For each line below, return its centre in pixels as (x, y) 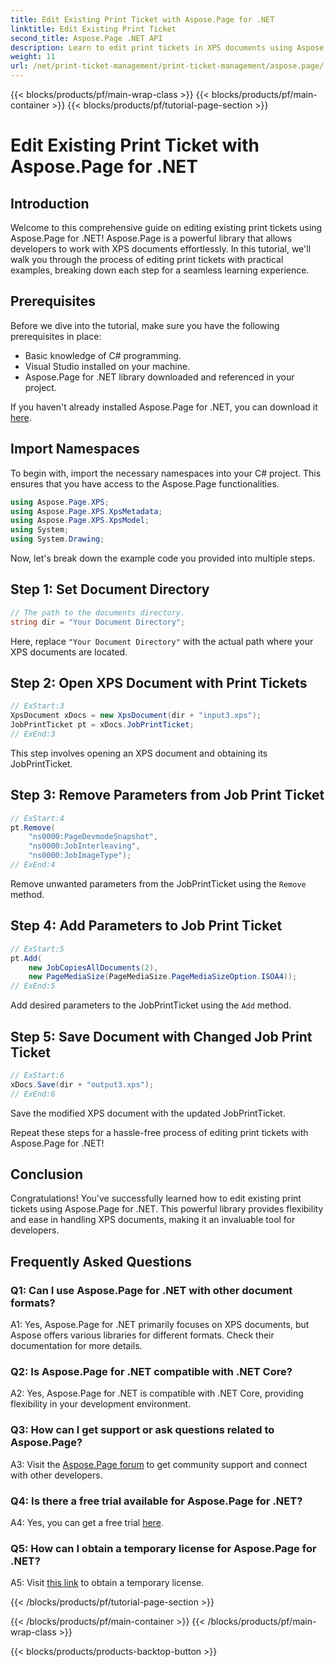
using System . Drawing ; (57, 539)
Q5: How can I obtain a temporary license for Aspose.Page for (163, 1548)
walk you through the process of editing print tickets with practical (147, 259)
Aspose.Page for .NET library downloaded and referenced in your (159, 377)
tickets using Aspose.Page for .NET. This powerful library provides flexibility (167, 1209)
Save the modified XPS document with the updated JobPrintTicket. (148, 1113)
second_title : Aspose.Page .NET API (86, 38)
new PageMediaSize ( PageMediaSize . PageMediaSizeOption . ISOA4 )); (163, 977)
